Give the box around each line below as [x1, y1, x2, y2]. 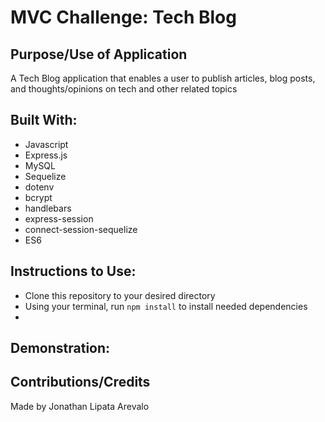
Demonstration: [10, 340, 111, 357]
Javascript [24, 138, 69, 150]
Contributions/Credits [10, 374, 151, 391]
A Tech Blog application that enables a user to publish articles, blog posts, [10, 72, 316, 84]
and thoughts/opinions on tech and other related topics [10, 83, 238, 95]
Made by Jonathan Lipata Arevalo [10, 400, 150, 412]
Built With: [10, 112, 78, 129]
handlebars [24, 202, 72, 214]
